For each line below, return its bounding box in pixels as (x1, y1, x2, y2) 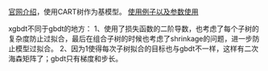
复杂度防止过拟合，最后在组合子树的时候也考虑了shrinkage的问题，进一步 (8, 34, 254, 43)
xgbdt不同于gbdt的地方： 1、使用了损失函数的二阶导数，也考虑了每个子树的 (8, 24, 259, 34)
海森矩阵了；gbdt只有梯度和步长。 (8, 54, 123, 63)
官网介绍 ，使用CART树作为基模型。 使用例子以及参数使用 (8, 7, 199, 16)
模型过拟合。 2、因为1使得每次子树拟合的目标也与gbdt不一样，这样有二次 (14, 44, 259, 53)
